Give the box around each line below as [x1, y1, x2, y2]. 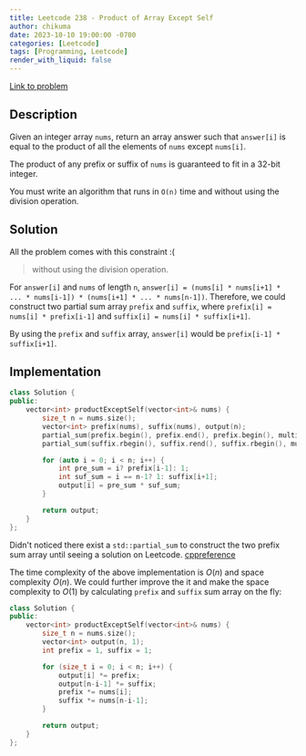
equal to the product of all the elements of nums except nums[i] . [9, 140, 247, 151]
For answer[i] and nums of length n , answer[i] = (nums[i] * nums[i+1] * [9, 281, 281, 292]
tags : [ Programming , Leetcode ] [9, 47, 128, 56]
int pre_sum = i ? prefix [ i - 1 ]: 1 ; [57, 464, 189, 474]
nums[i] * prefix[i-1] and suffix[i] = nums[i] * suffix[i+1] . [9, 311, 251, 322]
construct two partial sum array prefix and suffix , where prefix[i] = [9, 301, 272, 312]
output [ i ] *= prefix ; [57, 670, 141, 679]
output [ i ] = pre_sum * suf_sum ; [57, 481, 181, 490]
